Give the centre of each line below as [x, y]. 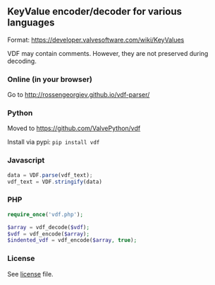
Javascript [26, 161]
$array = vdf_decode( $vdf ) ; [49, 227]
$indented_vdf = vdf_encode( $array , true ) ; [72, 240]
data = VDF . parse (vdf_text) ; [50, 175]
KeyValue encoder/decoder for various [94, 12]
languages [31, 23]
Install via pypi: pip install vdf [54, 142]
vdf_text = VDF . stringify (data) [55, 182]
